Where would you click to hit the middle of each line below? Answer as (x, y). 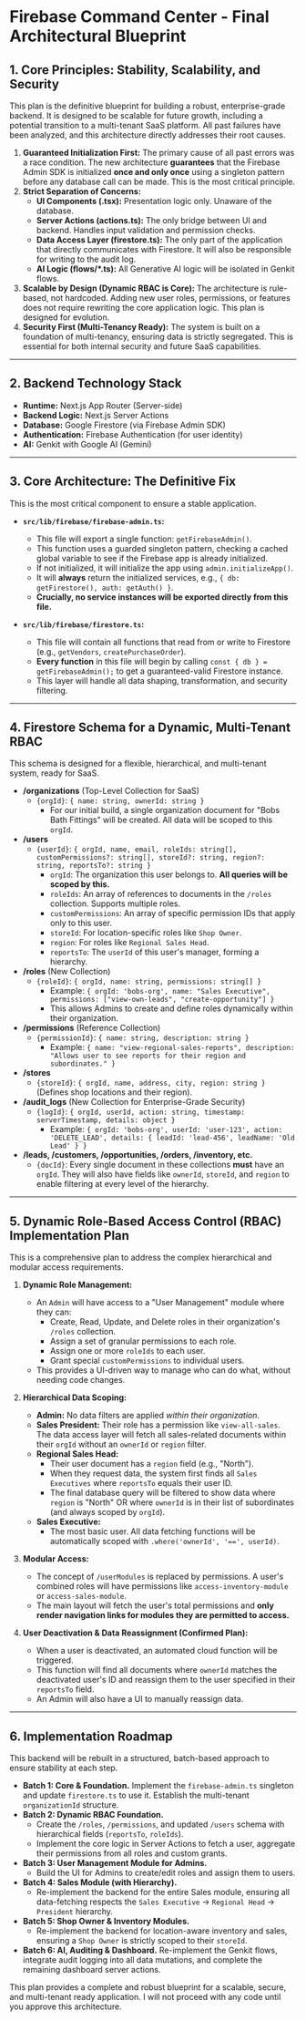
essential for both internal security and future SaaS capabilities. (142, 346)
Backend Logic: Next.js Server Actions (96, 415)
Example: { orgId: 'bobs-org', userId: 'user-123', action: (166, 1129)
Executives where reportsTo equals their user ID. (141, 1483)
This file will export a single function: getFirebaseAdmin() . (144, 539)
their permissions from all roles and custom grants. (132, 1853)
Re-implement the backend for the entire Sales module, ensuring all (163, 1892)
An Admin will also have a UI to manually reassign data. (140, 1699)
